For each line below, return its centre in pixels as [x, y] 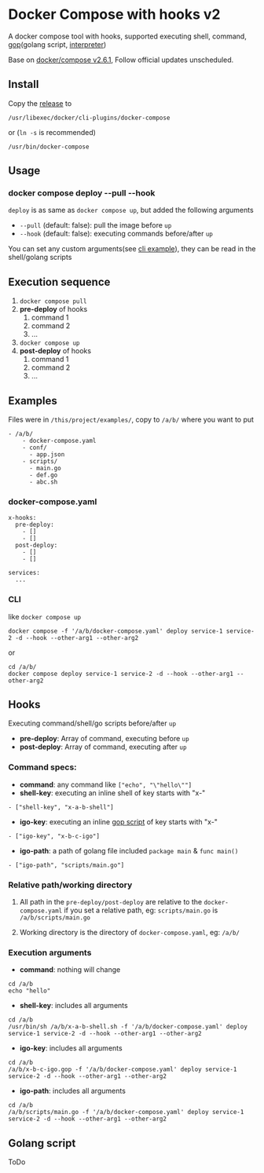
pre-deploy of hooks [53, 309]
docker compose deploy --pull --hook [82, 193]
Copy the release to [40, 103]
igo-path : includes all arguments [72, 1091]
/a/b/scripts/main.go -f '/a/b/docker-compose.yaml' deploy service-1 [126, 1113]
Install [24, 84]
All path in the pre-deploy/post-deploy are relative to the [111, 902]
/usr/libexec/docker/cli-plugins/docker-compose [89, 118]
